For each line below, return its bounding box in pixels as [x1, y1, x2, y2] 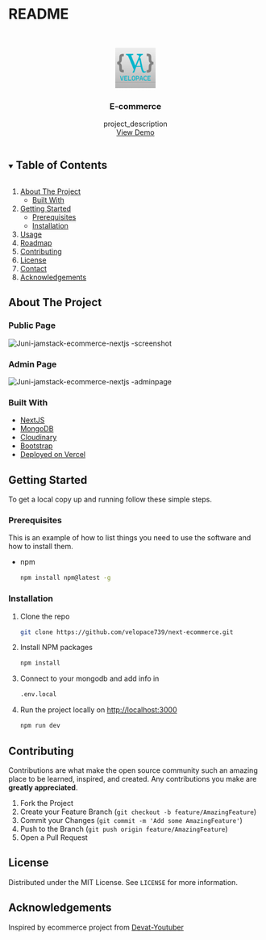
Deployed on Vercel [19, 450, 86, 460]
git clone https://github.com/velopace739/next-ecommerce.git [19, 627, 234, 636]
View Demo [116, 128, 155, 137]
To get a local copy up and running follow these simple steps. [8, 494, 212, 505]
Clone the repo [19, 611, 70, 621]
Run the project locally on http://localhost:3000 [19, 705, 177, 715]
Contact [19, 264, 47, 274]
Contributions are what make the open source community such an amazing [8, 765, 258, 775]
